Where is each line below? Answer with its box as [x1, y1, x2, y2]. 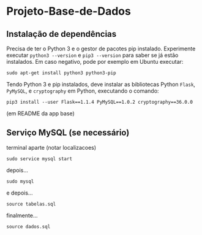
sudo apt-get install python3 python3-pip [6, 70, 116, 76]
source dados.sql [6, 223, 51, 229]
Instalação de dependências [6, 29, 117, 39]
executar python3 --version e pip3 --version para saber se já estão [6, 52, 179, 59]
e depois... [6, 189, 33, 196]
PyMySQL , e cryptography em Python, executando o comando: [6, 87, 159, 94]
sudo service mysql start [6, 155, 72, 162]
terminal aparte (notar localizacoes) [6, 144, 97, 151]
